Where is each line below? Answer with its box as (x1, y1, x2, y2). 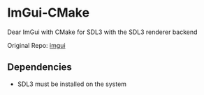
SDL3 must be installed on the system (17, 80, 127, 88)
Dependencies (7, 61, 72, 74)
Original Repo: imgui (7, 41, 66, 49)
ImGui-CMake (7, 5, 89, 21)
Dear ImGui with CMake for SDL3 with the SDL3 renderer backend (7, 28, 198, 36)
